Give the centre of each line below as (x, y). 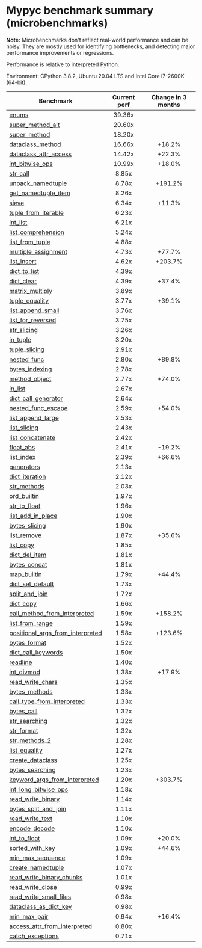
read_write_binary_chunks (46, 877)
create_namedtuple (37, 867)
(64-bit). (17, 82)
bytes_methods (31, 691)
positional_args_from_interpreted (56, 633)
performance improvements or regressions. (60, 52)
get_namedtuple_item (40, 193)
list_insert (23, 261)
